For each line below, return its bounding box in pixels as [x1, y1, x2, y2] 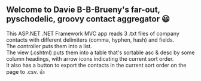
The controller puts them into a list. [6, 42, 93, 49]
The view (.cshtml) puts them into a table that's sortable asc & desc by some [6, 49, 195, 56]
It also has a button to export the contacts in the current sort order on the [6, 61, 187, 68]
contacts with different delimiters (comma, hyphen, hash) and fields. [6, 36, 175, 43]
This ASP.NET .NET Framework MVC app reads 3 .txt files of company [6, 30, 179, 37]
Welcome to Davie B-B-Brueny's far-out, [6, 5, 160, 15]
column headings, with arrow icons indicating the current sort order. [6, 55, 174, 62]
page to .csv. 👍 [6, 68, 45, 75]
